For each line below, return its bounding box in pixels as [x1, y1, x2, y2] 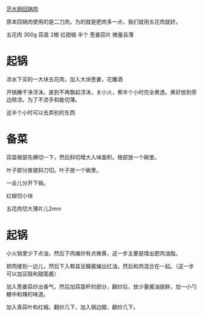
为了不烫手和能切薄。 [27, 96, 80, 103]
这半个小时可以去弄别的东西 [6, 108, 76, 116]
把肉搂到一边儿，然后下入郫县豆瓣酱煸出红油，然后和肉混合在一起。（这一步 [6, 262, 195, 269]
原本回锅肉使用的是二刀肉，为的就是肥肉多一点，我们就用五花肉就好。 [6, 18, 181, 25]
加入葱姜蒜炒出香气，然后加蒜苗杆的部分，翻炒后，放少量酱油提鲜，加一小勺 [6, 283, 197, 290]
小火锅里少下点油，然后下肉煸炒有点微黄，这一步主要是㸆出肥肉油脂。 [6, 249, 181, 257]
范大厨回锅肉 [6, 5, 38, 12]
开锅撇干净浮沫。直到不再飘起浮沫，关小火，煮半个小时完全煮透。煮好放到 [6, 88, 192, 96]
